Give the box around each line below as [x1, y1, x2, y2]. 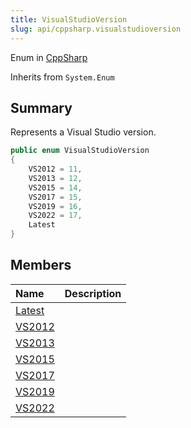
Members [10, 257, 72, 274]
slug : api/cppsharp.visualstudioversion [10, 24, 182, 34]
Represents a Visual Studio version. [10, 126, 157, 138]
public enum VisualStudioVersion [10, 146, 150, 156]
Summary [10, 99, 73, 116]
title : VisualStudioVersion [10, 14, 128, 25]
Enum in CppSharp [10, 51, 88, 63]
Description [64, 286, 122, 300]
